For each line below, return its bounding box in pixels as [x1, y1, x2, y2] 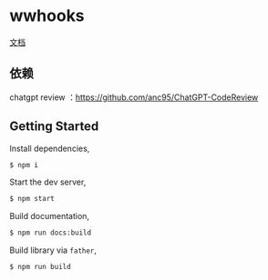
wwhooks [9, 5, 85, 26]
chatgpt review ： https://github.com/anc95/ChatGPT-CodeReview [9, 92, 259, 103]
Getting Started [9, 119, 99, 135]
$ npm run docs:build [9, 228, 92, 237]
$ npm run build [9, 263, 71, 272]
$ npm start [9, 195, 55, 204]
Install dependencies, [9, 143, 90, 154]
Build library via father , [9, 245, 98, 255]
